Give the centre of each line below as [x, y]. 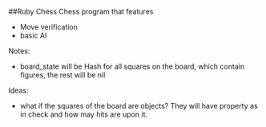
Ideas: [18, 90]
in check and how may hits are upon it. [84, 114]
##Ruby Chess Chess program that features [81, 12]
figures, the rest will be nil [62, 75]
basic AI [33, 36]
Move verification [49, 27]
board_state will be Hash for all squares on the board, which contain [132, 66]
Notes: [19, 51]
